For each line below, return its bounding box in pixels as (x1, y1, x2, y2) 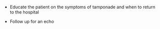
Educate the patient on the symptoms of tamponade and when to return (9, 4, 156, 10)
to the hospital (9, 9, 39, 15)
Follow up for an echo (9, 19, 54, 24)
